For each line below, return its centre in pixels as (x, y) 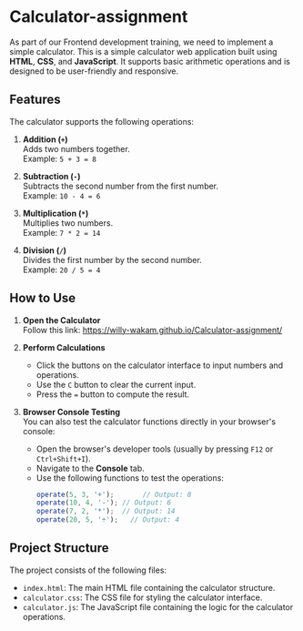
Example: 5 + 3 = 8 (60, 158)
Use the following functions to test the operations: (130, 478)
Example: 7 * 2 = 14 (61, 232)
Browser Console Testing (71, 412)
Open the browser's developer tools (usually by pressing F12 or (155, 449)
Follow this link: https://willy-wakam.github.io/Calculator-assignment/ (152, 330)
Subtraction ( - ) (51, 176)
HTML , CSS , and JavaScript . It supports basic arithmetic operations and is (150, 61)
